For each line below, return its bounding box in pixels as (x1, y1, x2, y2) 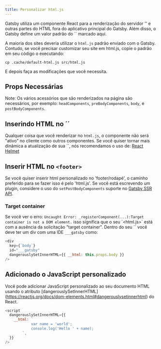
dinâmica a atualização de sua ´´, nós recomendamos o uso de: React (5, 143, 144, 149)
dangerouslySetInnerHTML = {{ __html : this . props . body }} (9, 252, 124, 257)
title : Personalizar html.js (5, 7, 64, 12)
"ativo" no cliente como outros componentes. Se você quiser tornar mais (5, 138, 150, 144)
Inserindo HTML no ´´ (5, 120, 70, 128)
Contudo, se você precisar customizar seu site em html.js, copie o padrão (5, 45, 152, 51)
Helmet (5, 148, 19, 154)
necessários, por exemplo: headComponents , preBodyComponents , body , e (5, 101, 145, 106)
